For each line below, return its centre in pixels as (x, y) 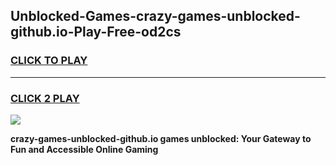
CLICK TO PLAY (49, 61)
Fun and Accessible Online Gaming (84, 149)
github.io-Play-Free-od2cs (96, 32)
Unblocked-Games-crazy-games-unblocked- (155, 16)
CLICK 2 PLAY (45, 98)
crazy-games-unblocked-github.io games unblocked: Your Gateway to (161, 138)
